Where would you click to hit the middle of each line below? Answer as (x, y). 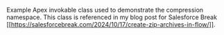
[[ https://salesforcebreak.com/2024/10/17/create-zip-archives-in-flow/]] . (111, 24)
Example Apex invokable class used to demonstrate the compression (105, 10)
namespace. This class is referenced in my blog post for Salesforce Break (112, 17)
